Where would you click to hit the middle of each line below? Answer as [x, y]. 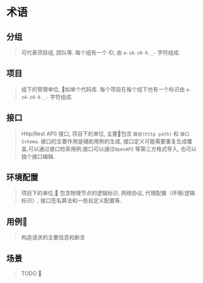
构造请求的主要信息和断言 [53, 237]
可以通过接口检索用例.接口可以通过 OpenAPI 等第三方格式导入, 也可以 [112, 149]
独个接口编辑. [38, 156]
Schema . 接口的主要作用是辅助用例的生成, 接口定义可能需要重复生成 [104, 141]
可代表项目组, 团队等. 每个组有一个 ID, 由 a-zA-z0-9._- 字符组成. [101, 53]
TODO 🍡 [32, 273]
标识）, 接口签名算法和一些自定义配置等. [71, 200]
